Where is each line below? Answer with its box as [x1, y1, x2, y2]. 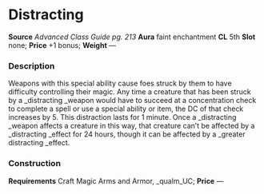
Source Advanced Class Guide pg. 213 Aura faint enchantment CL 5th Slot [8, 32, 256, 42]
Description [8, 60, 55, 71]
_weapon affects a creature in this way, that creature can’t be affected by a [8, 121, 255, 131]
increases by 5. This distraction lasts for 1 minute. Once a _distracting [8, 113, 237, 122]
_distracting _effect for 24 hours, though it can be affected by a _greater [8, 129, 246, 139]
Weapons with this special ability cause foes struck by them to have [8, 78, 232, 89]
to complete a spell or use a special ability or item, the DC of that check [8, 104, 244, 113]
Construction [8, 158, 62, 169]
